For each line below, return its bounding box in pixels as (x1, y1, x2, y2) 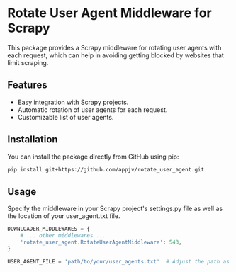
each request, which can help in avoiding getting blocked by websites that (7, 51, 225, 59)
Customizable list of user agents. (17, 113, 114, 121)
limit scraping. (7, 58, 49, 67)
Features (7, 79, 47, 91)
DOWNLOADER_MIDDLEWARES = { (7, 225, 91, 233)
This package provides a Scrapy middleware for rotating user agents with (7, 43, 222, 52)
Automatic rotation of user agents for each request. (17, 105, 168, 114)
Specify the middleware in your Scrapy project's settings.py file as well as (7, 204, 223, 213)
